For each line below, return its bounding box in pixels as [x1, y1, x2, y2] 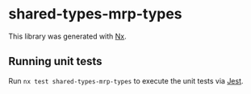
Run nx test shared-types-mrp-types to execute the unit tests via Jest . [8, 76, 244, 85]
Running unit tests [8, 55, 102, 68]
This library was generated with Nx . [8, 31, 127, 41]
